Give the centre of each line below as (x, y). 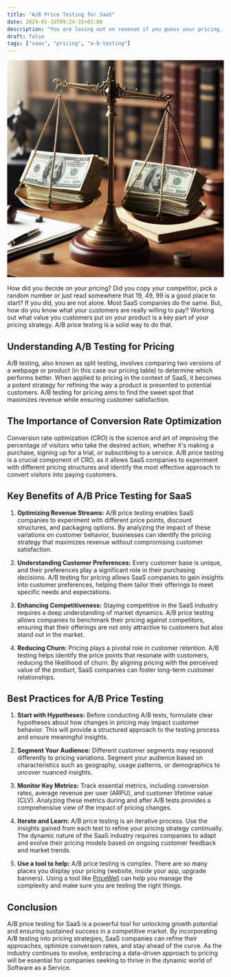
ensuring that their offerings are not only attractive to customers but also (120, 627)
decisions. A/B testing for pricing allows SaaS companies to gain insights (120, 577)
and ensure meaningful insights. (63, 737)
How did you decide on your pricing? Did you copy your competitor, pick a (112, 288)
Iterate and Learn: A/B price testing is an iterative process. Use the (112, 821)
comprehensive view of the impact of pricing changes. (94, 808)
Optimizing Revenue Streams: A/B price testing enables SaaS (105, 512)
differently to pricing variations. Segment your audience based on (110, 758)
